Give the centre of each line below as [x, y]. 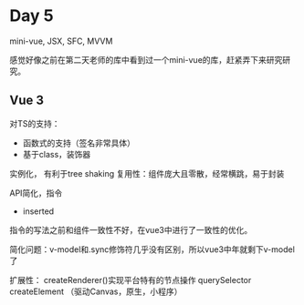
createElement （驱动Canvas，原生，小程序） [96, 291]
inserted [38, 211]
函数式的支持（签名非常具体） [79, 143]
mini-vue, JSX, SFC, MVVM [61, 41]
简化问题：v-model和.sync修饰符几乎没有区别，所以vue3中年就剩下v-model [152, 249]
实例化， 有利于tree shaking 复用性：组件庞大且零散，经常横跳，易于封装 [147, 173]
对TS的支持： [35, 123]
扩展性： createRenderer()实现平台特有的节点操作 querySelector [131, 280]
